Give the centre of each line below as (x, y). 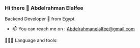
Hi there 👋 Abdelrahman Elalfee (44, 8)
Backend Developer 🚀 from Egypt (40, 19)
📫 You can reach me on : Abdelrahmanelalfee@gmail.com (74, 29)
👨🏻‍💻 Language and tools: (31, 40)
